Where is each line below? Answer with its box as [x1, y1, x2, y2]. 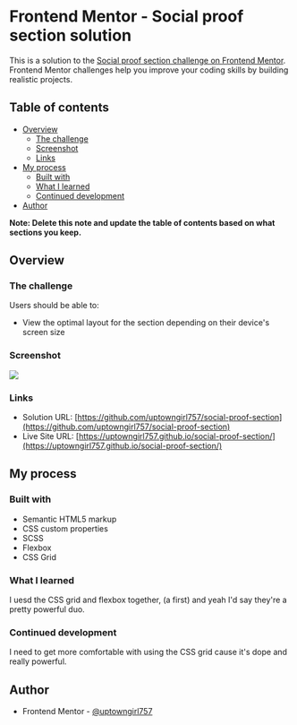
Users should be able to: [9, 300, 100, 311]
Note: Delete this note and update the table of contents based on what [9, 217, 276, 228]
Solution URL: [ [21, 412, 78, 423]
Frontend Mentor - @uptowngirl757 [21, 706, 153, 717]
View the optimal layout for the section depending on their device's [21, 317, 270, 328]
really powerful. [9, 656, 67, 667]
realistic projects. [9, 73, 73, 84]
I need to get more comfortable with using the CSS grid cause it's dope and [9, 647, 288, 658]
